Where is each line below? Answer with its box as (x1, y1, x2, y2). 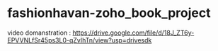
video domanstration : (7, 28, 71, 37)
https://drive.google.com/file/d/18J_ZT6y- (72, 28, 195, 37)
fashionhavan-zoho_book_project (7, 5, 211, 21)
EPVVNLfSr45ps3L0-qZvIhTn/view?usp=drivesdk (7, 35, 152, 44)
